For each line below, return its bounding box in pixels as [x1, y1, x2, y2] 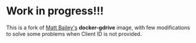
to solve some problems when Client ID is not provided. [6, 30, 142, 37]
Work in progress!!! [6, 4, 104, 18]
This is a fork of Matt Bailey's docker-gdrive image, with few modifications [6, 24, 191, 31]
